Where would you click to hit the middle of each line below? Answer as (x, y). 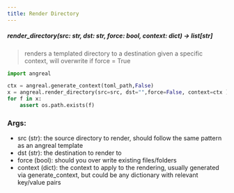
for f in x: (24, 99)
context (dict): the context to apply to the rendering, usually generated (118, 168)
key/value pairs (39, 183)
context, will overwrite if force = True (77, 60)
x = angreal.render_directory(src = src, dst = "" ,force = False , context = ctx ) (118, 92)
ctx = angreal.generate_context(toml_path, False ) (81, 86)
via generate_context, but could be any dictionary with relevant (108, 175)
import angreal (29, 74)
